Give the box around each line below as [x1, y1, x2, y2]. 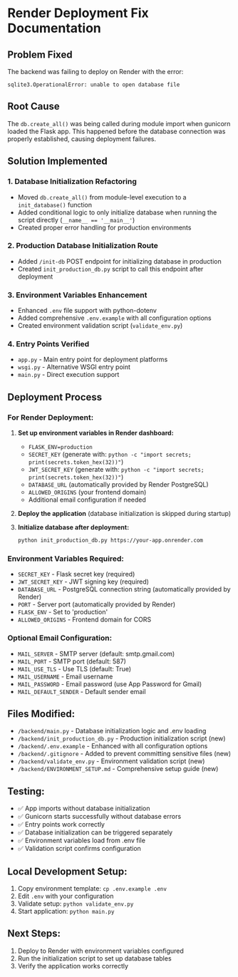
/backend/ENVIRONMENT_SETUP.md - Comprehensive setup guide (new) [17, 765, 219, 773]
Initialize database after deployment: [17, 523, 130, 532]
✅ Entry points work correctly [17, 820, 105, 829]
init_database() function [17, 200, 93, 209]
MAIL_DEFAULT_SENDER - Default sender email [17, 687, 146, 696]
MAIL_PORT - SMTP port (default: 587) [17, 657, 126, 666]
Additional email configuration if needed [28, 495, 146, 504]
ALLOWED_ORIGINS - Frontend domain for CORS [17, 615, 152, 624]
